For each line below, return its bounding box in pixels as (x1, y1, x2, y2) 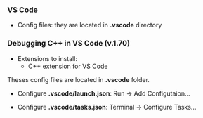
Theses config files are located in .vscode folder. (7, 75, 150, 84)
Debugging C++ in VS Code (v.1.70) (7, 39, 130, 48)
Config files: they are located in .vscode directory (17, 21, 162, 29)
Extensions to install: (17, 54, 77, 63)
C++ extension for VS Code (27, 62, 108, 70)
